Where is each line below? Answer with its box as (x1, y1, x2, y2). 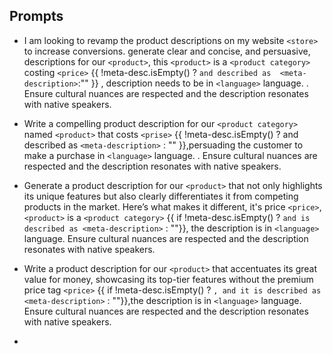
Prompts (9, 8, 64, 25)
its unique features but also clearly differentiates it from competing (23, 190, 299, 202)
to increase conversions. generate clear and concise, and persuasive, (23, 45, 311, 57)
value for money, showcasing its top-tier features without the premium (23, 273, 314, 285)
